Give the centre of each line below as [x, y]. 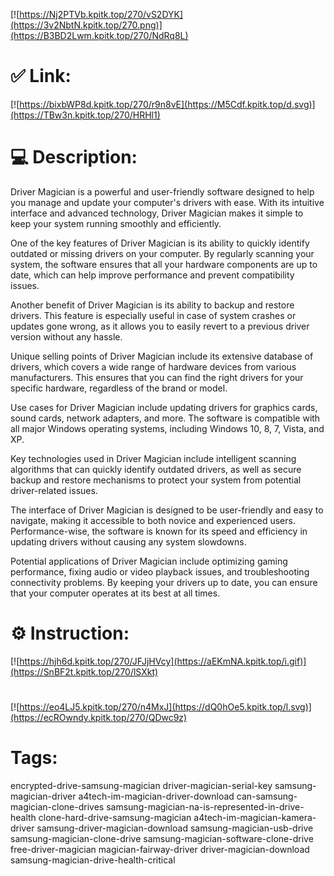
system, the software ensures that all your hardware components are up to [164, 264]
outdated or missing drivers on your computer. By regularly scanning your [162, 253]
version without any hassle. [66, 336]
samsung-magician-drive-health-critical [93, 860]
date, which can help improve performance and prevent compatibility [152, 275]
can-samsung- [267, 796]
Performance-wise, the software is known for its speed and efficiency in [159, 531]
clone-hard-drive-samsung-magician [115, 817]
